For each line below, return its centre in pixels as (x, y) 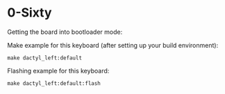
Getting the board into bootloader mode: (65, 32)
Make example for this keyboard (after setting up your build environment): (113, 45)
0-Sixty (30, 13)
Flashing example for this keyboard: (58, 70)
